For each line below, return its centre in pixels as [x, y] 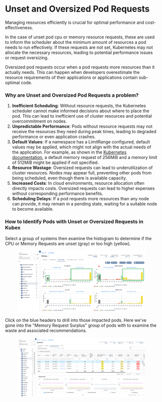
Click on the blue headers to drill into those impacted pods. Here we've [76, 320]
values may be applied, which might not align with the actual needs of [81, 147]
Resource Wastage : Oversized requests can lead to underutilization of [82, 168]
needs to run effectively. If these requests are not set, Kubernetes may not [79, 47]
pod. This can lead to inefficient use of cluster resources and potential [82, 116]
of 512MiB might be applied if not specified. [55, 163]
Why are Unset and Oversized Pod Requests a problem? [72, 95]
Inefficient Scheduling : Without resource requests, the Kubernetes [79, 106]
